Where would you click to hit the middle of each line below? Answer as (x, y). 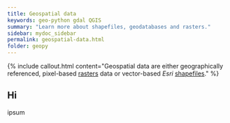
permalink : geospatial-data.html (56, 40)
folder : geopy (28, 46)
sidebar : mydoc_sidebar (42, 33)
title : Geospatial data (42, 14)
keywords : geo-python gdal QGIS (54, 20)
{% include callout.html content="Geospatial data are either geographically (115, 66)
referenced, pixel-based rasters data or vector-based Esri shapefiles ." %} (113, 73)
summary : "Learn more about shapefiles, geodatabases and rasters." (109, 27)
